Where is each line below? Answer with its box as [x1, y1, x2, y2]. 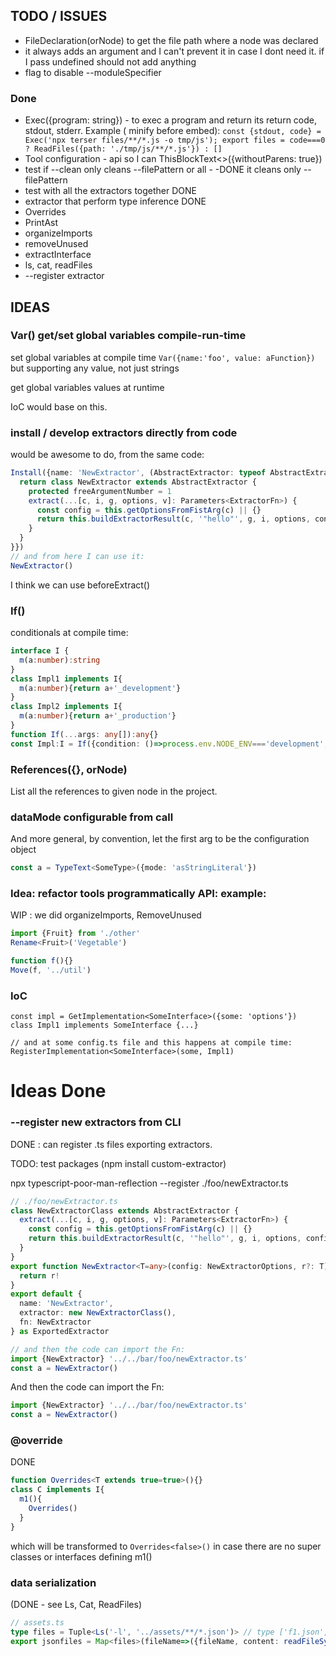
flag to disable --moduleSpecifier [24, 66, 162, 78]
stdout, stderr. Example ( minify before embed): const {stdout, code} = [24, 125, 322, 137]
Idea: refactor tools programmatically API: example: [10, 887, 267, 901]
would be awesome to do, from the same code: [10, 449, 205, 461]
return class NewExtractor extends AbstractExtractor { [19, 477, 257, 487]
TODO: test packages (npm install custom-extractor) [10, 1157, 227, 1169]
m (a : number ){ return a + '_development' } [19, 683, 182, 693]
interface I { [10, 646, 70, 656]
